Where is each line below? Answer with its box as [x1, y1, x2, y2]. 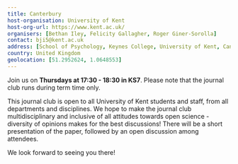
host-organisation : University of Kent [7, 17, 125, 24]
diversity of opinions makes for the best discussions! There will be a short [7, 119, 223, 128]
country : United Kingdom [7, 50, 81, 57]
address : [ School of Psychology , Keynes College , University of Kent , [7, 43, 220, 50]
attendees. [7, 134, 39, 143]
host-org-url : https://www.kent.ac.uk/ [7, 23, 125, 30]
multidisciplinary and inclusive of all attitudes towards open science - [7, 112, 210, 120]
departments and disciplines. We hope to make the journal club [7, 104, 192, 113]
